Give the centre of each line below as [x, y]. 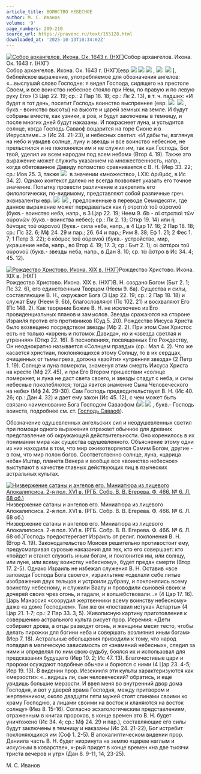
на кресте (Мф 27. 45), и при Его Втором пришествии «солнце [86, 372]
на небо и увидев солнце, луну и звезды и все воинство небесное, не [96, 141]
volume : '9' [21, 23]
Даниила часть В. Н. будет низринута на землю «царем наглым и [91, 741]
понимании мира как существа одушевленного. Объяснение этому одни [100, 442]
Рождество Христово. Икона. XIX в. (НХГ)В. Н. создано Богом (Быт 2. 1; [98, 282]
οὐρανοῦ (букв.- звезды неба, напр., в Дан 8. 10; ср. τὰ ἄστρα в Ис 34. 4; [100, 251]
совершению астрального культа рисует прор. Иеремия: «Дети [88, 619]
